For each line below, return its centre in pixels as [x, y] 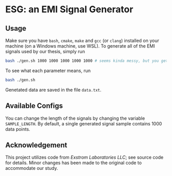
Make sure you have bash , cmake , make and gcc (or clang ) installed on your [82, 40]
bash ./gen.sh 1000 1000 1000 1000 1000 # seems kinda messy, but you [82, 61]
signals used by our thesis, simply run [45, 51]
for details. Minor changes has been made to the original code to [73, 163]
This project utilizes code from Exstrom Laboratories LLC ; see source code [84, 158]
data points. [18, 129]
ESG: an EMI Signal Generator [69, 9]
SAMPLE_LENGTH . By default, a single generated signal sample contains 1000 [84, 123]
